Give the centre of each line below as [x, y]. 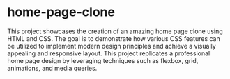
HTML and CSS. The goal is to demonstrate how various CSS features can [114, 38]
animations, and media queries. [52, 68]
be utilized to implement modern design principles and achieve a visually [112, 46]
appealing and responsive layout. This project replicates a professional [109, 53]
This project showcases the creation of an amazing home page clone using [115, 31]
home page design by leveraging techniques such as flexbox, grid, [103, 60]
